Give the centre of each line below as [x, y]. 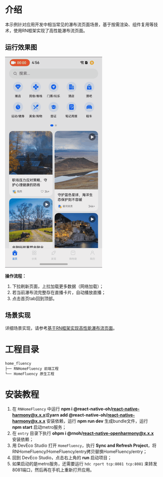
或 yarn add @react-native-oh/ [76, 415]
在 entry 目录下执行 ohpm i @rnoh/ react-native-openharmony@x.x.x [83, 433]
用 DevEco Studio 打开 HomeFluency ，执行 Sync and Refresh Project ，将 [84, 446]
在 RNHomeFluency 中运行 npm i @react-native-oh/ [62, 409]
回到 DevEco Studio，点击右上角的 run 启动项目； [62, 458]
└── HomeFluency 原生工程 [30, 374]
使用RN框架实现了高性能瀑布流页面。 [50, 30]
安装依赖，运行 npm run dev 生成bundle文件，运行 [97, 421]
